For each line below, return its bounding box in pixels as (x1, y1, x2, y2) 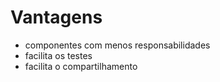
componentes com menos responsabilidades (24, 39, 211, 51)
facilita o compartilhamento (24, 60, 138, 72)
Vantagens (10, 6, 103, 29)
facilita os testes (24, 49, 93, 61)
